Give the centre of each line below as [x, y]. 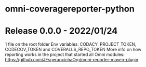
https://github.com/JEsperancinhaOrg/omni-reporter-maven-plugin [72, 60]
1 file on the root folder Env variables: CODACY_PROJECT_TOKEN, [71, 44]
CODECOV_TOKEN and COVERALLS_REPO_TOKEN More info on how [73, 50]
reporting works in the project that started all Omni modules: [65, 54]
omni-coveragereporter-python [70, 9]
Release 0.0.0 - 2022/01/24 [61, 31]
